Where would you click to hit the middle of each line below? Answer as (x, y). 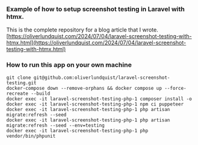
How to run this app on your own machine (69, 65)
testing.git (21, 83)
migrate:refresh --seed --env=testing (55, 125)
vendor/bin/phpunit (31, 136)
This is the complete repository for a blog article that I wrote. (82, 30)
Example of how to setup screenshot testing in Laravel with (95, 9)
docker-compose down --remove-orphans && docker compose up (84, 88)
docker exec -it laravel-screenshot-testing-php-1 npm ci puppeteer (95, 104)
